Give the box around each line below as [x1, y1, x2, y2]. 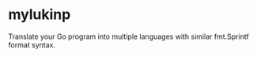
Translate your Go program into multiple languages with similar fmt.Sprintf [8, 32, 249, 41]
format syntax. [8, 40, 56, 49]
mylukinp [8, 6, 71, 24]
